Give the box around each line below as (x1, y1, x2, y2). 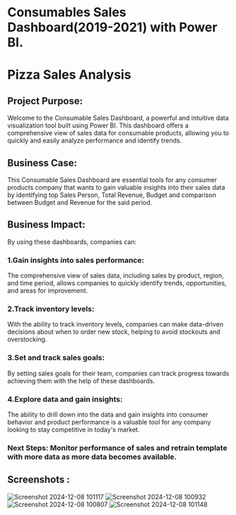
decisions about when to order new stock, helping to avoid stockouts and (7, 327, 220, 336)
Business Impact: (7, 219, 86, 231)
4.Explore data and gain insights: (7, 394, 123, 404)
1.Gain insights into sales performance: (7, 255, 145, 265)
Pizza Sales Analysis (7, 67, 132, 83)
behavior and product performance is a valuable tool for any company (7, 418, 211, 426)
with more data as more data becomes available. (7, 451, 177, 461)
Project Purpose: (7, 95, 83, 107)
